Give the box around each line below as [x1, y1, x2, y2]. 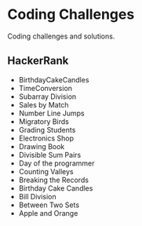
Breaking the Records [18, 175, 89, 184]
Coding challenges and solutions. [7, 31, 115, 41]
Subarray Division [18, 92, 77, 101]
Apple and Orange [18, 208, 78, 217]
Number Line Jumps [18, 108, 86, 118]
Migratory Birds [18, 116, 70, 126]
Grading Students [18, 125, 76, 134]
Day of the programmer [18, 159, 95, 168]
